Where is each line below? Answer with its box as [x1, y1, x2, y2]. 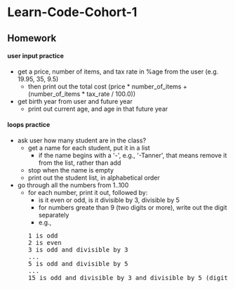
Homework [7, 32, 57, 44]
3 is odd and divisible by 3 [27, 246, 128, 253]
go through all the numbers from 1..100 [17, 180, 129, 189]
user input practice [7, 52, 65, 60]
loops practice [7, 121, 51, 129]
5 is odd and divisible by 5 [27, 260, 128, 267]
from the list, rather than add [38, 159, 121, 167]
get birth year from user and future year [17, 97, 133, 105]
